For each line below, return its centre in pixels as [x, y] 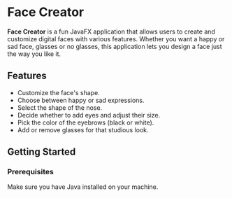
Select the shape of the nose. [60, 107]
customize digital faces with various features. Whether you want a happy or [116, 38]
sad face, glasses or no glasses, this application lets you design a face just [115, 46]
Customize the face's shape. [58, 92]
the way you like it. [34, 54]
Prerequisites [30, 172]
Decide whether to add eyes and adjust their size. [89, 115]
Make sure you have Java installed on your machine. [83, 187]
